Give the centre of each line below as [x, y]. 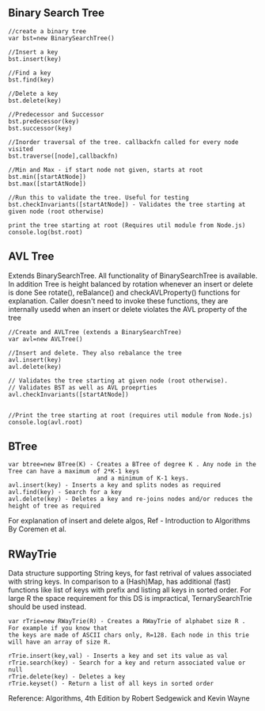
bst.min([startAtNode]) [47, 177]
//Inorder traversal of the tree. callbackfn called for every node [123, 142]
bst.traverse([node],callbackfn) [63, 156]
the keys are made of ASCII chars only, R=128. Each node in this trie [129, 635]
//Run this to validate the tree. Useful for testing [99, 197]
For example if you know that [58, 629]
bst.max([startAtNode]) [47, 184]
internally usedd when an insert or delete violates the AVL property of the [128, 309]
